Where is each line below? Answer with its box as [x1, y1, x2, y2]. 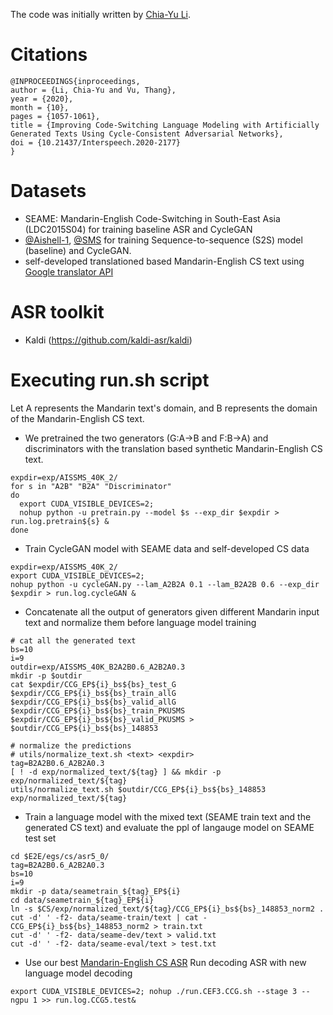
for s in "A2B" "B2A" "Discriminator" [10, 481, 172, 491]
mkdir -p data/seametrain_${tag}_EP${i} [10, 886, 182, 896]
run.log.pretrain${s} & [10, 516, 110, 526]
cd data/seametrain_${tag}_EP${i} [10, 895, 155, 905]
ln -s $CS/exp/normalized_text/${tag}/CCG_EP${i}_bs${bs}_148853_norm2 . [10, 904, 325, 914]
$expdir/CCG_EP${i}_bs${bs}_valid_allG [10, 697, 177, 707]
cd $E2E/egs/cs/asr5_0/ [10, 851, 110, 861]
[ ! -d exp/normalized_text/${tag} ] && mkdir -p [10, 767, 222, 777]
